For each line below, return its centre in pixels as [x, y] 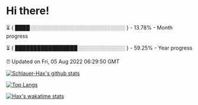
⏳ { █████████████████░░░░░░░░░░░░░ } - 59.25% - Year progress [99, 48]
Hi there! [28, 11]
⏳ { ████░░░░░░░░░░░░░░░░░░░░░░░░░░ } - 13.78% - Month [90, 27]
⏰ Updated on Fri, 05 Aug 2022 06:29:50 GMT [63, 61]
